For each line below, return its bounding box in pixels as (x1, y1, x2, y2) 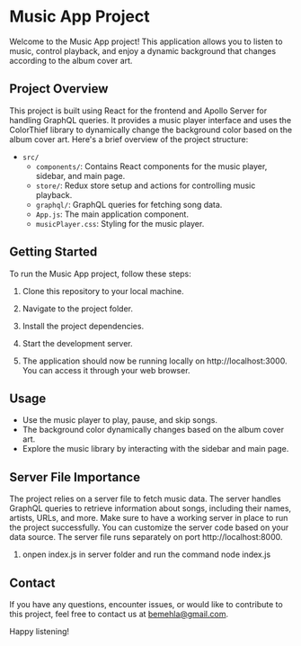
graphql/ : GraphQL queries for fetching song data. (35, 199, 223, 210)
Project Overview (9, 81, 109, 96)
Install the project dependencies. (22, 320, 145, 331)
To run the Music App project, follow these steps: (9, 268, 191, 279)
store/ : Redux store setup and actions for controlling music (35, 180, 256, 191)
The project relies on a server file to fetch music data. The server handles (9, 493, 281, 505)
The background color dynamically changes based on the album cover (22, 425, 285, 435)
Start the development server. (22, 337, 133, 348)
